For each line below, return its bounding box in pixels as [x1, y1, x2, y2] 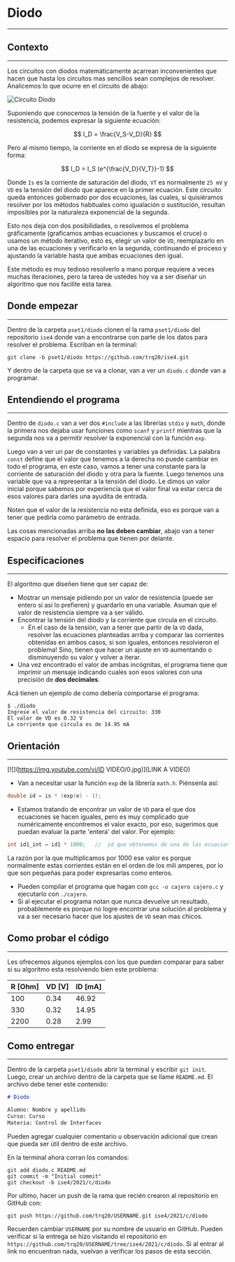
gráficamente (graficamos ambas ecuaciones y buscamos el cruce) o [7, 229, 208, 237]
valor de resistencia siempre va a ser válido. [17, 608, 145, 617]
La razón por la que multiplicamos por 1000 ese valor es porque [7, 854, 191, 862]
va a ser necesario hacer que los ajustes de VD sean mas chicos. [17, 912, 203, 920]
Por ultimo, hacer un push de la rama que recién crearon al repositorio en [7, 1191, 218, 1200]
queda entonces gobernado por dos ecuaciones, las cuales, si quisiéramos [7, 193, 224, 201]
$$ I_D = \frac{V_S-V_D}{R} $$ [73, 130, 162, 138]
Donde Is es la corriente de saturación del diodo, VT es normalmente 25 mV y [7, 177, 228, 187]
